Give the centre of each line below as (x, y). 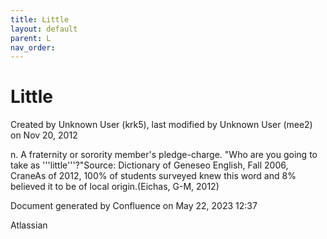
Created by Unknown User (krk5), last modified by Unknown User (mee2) (161, 125)
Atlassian (29, 225)
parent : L (31, 38)
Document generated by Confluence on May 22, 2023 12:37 (134, 206)
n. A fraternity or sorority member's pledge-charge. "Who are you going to (164, 155)
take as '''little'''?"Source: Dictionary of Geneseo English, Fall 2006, (149, 165)
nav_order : (33, 47)
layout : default (44, 29)
